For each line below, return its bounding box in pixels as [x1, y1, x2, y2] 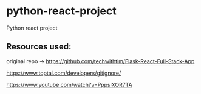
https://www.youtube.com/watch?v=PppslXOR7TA [6, 81, 132, 88]
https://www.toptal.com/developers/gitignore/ [6, 69, 121, 77]
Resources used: [6, 42, 72, 52]
